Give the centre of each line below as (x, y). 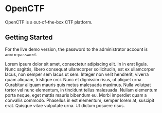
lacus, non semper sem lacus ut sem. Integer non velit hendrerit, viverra (77, 74)
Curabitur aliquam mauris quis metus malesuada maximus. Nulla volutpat (78, 85)
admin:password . (21, 54)
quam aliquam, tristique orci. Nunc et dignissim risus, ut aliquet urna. (74, 79)
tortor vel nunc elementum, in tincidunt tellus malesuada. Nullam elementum (81, 90)
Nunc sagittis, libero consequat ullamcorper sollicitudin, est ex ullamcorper (80, 69)
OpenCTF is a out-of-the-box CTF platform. (49, 22)
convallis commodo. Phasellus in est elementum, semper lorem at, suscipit (80, 100)
